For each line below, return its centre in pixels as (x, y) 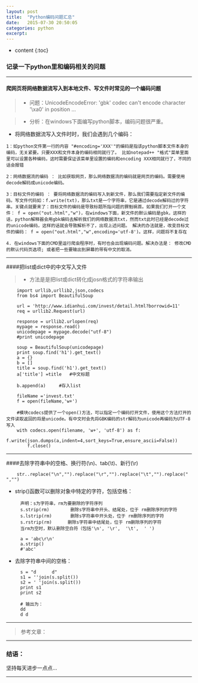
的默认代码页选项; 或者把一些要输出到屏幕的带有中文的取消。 (70, 249)
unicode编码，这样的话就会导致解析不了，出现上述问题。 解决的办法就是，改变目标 (98, 226)
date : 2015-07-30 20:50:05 (42, 22)
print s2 (31, 593)
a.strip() (32, 544)
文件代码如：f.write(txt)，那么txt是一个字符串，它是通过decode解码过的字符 (104, 200)
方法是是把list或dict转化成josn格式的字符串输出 (86, 279)
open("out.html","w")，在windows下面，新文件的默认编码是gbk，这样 (105, 213)
